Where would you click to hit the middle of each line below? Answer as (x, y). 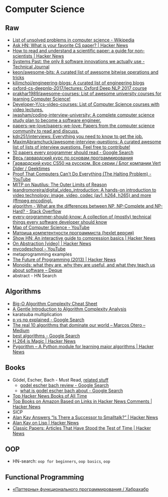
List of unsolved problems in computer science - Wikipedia (73, 40)
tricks (18, 77)
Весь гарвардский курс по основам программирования (73, 158)
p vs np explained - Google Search (48, 320)
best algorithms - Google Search (46, 336)
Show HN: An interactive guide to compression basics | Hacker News (84, 238)
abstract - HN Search (34, 275)
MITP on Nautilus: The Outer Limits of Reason (59, 184)
